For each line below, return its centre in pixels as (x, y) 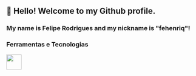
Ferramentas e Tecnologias (47, 45)
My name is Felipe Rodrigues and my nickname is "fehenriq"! (98, 28)
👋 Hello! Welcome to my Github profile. (81, 11)
